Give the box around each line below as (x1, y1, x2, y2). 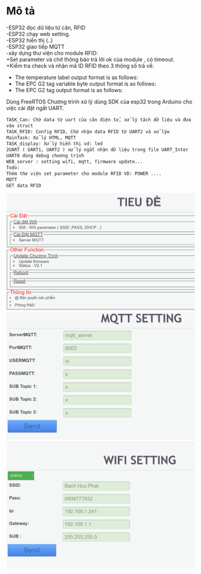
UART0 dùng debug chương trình (6, 153, 84, 159)
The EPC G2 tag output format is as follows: (14, 86, 123, 93)
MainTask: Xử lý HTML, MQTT (6, 135, 77, 141)
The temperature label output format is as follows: (14, 74, 139, 81)
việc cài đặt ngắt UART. (6, 104, 65, 111)
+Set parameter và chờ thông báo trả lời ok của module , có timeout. (6, 56, 175, 63)
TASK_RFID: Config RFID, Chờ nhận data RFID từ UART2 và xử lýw (6, 129, 170, 135)
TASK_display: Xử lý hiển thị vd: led (6, 141, 103, 147)
